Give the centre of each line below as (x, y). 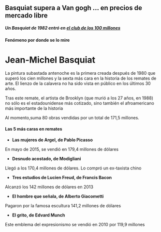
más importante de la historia (34, 108)
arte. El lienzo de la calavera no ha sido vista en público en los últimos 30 (78, 83)
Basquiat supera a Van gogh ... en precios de (74, 8)
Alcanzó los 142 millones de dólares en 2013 (49, 187)
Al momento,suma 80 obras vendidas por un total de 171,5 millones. (72, 118)
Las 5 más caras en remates (34, 129)
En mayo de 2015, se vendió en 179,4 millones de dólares (62, 149)
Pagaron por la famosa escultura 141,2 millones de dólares (63, 205)
